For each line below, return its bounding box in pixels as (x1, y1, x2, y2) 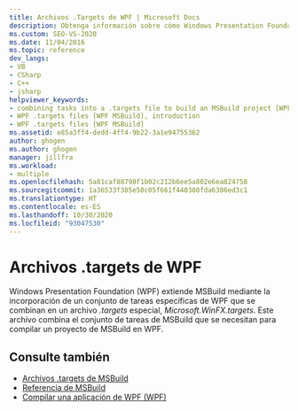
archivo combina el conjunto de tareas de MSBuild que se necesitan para (9, 314, 277, 325)
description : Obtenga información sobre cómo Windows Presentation (9, 21, 264, 30)
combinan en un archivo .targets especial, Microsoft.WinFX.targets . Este (9, 305, 274, 315)
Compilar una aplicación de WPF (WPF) (21, 392, 167, 403)
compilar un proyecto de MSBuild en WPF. (9, 324, 164, 335)
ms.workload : (9, 161, 58, 170)
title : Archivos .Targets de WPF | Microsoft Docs (9, 12, 200, 22)
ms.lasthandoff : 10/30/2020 (9, 210, 114, 220)
